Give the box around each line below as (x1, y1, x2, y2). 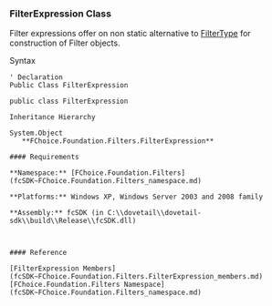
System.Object (9, 128, 64, 138)
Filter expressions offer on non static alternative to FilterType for (9, 28, 251, 39)
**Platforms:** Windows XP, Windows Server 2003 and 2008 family (9, 192, 263, 202)
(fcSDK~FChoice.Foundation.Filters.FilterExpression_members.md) (9, 272, 263, 281)
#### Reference (9, 249, 68, 258)
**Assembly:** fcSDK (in (9, 209, 104, 218)
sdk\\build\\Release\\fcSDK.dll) (9, 217, 137, 226)
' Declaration (9, 73, 64, 82)
